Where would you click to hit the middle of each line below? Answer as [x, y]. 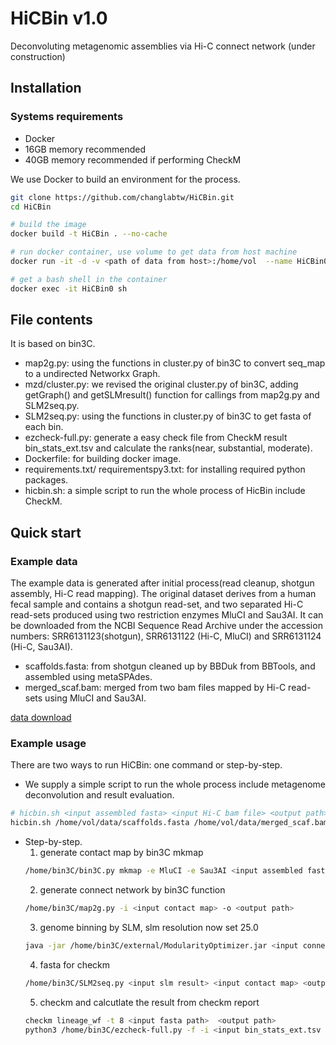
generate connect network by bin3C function [132, 890]
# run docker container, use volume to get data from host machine [154, 252]
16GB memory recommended [85, 149]
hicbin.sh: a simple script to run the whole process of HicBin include [165, 491]
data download [41, 718]
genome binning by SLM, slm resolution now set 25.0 [149, 927]
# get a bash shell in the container [89, 279]
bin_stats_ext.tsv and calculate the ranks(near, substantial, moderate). [168, 448]
